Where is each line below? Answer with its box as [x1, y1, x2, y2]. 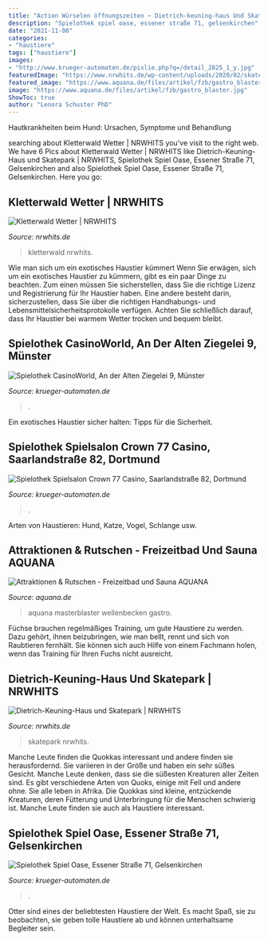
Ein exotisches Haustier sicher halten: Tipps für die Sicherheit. [8, 417, 213, 427]
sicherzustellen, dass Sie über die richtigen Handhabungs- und [8, 296, 216, 306]
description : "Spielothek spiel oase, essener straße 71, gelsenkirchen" [8, 19, 259, 27]
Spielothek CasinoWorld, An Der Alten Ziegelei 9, [8, 337, 257, 351]
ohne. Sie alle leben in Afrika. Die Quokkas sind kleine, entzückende [8, 786, 232, 796]
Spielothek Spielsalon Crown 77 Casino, [8, 440, 211, 454]
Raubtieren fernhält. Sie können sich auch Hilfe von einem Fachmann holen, [8, 641, 258, 650]
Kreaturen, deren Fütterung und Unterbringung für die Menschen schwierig [8, 795, 256, 804]
